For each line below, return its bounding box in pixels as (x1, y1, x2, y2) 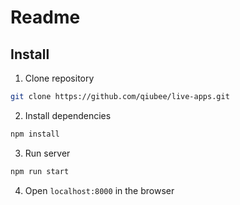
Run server (24, 147, 71, 159)
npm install (10, 129, 60, 139)
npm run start (10, 166, 70, 176)
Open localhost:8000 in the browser (24, 184, 175, 196)
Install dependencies (24, 109, 112, 121)
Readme (10, 6, 81, 29)
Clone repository (24, 72, 95, 84)
